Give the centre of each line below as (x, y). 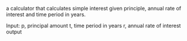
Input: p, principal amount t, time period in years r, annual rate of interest (93, 26)
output (14, 32)
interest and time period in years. (46, 14)
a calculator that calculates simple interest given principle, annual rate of (94, 8)
